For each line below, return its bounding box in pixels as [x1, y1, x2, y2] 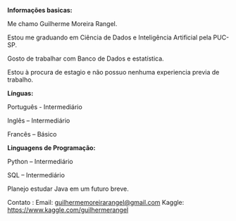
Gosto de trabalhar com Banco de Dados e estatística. [7, 54, 164, 63]
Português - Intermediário [7, 103, 82, 111]
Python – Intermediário [7, 158, 73, 165]
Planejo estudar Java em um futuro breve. [7, 184, 129, 193]
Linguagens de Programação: [7, 144, 96, 152]
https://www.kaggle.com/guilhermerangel [7, 206, 129, 214]
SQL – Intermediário [7, 171, 66, 179]
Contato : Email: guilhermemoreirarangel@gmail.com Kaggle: [7, 198, 185, 206]
